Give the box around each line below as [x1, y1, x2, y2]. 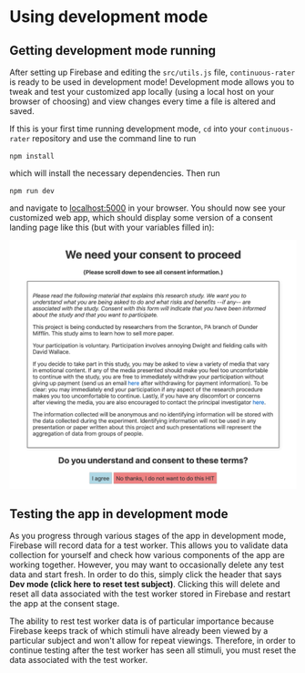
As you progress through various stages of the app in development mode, [9, 531, 287, 542]
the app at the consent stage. [9, 598, 120, 609]
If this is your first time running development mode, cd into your [9, 123, 248, 134]
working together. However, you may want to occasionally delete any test [9, 559, 284, 571]
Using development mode [9, 6, 208, 27]
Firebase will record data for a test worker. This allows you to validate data [9, 540, 289, 551]
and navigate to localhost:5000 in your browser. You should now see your [9, 202, 286, 213]
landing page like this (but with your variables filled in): [9, 222, 215, 233]
